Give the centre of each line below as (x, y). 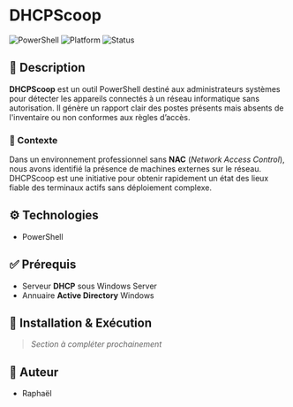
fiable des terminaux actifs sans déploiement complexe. (111, 188)
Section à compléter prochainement (96, 344)
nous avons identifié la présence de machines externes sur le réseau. (135, 169)
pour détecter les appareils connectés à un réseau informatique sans (135, 98)
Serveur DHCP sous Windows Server (89, 286)
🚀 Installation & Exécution (81, 323)
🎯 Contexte (34, 140)
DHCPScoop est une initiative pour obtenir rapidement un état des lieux (139, 179)
